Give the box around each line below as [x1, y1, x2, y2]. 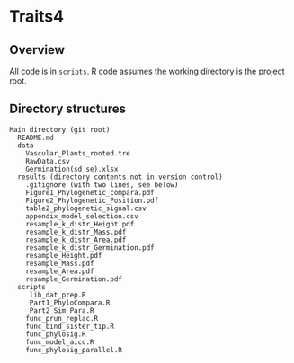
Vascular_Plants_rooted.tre [25, 148, 130, 158]
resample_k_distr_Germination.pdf [25, 243, 155, 252]
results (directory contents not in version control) [17, 173, 223, 181]
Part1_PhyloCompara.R [29, 298, 111, 307]
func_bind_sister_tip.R [25, 322, 115, 331]
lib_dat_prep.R [29, 290, 87, 299]
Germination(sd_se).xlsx [25, 164, 119, 173]
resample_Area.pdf [25, 267, 94, 276]
